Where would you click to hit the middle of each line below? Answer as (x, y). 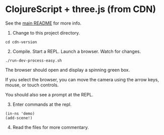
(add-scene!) (19, 118)
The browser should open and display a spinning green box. (68, 70)
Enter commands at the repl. (42, 104)
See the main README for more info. (43, 23)
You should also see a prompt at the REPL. (49, 94)
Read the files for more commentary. (51, 127)
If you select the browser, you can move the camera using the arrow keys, (82, 79)
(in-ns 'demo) (20, 113)
